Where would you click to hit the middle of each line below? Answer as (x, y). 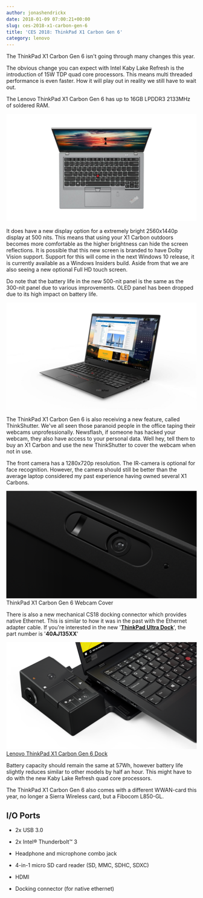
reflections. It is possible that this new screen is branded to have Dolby (95, 250)
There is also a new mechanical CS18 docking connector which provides (97, 614)
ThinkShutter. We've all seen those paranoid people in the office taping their (101, 426)
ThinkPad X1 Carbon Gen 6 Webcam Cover (60, 603)
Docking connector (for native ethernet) (65, 888)
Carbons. (18, 483)
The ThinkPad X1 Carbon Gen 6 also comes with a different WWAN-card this (101, 790)
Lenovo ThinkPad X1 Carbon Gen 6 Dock (57, 754)
